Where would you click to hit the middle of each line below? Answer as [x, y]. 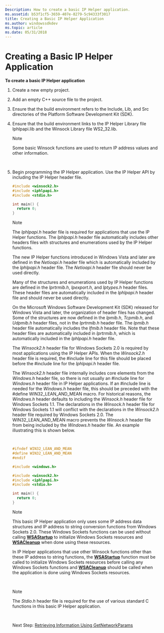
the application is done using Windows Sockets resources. [71, 572]
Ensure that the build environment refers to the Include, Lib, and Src [81, 109]
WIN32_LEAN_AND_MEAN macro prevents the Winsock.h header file [82, 420]
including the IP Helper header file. [47, 177]
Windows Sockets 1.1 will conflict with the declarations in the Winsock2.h [85, 410]
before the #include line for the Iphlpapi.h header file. [66, 364]
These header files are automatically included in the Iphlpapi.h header [83, 293]
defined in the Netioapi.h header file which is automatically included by [84, 262]
